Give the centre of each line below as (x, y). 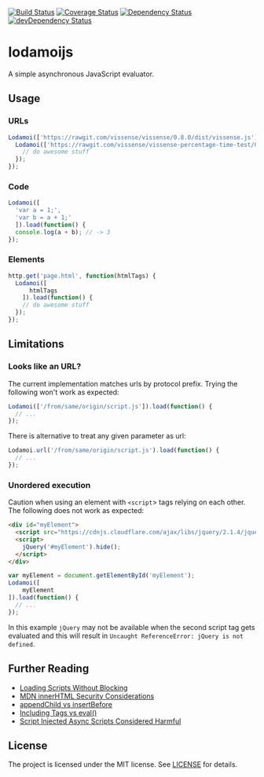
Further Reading (49, 669)
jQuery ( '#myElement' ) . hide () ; (72, 547)
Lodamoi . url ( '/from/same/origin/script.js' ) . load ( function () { (114, 451)
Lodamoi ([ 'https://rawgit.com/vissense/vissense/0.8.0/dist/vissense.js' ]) (135, 137)
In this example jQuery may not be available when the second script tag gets (132, 627)
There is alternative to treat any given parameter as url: (97, 436)
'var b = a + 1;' (44, 218)
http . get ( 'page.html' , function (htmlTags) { (82, 276)
